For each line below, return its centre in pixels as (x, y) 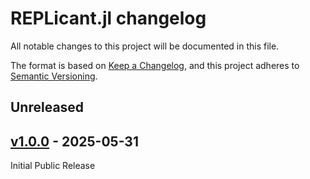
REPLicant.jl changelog (108, 18)
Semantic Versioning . (54, 76)
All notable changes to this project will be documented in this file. (145, 46)
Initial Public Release (53, 166)
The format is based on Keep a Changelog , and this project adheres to (155, 65)
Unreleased (47, 107)
